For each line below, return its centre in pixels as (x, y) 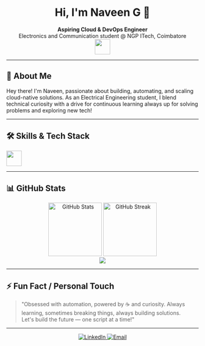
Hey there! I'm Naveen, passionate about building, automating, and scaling (100, 90)
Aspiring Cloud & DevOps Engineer (103, 29)
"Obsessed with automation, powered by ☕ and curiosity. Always (103, 304)
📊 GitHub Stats (36, 188)
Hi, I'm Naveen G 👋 (103, 13)
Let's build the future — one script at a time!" (78, 320)
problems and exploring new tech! (49, 110)
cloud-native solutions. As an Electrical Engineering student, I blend (92, 97)
